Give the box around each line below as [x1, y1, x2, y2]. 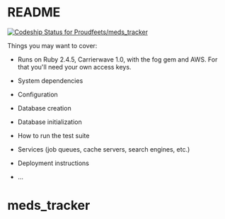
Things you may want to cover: [7, 41, 98, 50]
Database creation [17, 103, 72, 112]
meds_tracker [7, 198, 91, 213]
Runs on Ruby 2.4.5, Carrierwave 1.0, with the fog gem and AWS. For [17, 55, 218, 64]
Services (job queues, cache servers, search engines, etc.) [17, 145, 190, 153]
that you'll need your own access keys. [17, 62, 132, 71]
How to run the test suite [17, 131, 90, 140]
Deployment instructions [17, 159, 90, 167]
